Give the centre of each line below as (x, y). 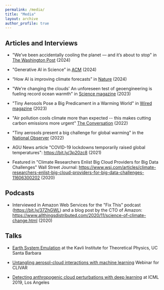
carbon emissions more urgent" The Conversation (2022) (70, 123)
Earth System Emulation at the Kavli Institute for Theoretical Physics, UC (85, 247)
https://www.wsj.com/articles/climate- (117, 168)
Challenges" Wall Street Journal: (45, 168)
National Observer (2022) (38, 138)
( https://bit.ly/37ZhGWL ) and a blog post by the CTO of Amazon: (77, 210)
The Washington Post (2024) (41, 60)
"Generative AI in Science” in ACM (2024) (54, 70)
